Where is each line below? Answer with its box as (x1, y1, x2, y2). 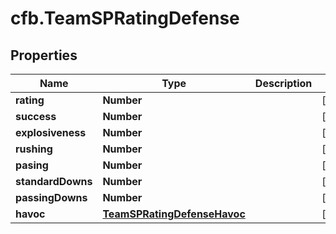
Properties (10, 47, 78, 64)
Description (254, 77, 313, 90)
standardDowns (15, 175, 93, 188)
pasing (15, 158, 49, 172)
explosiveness (15, 126, 87, 139)
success (15, 110, 57, 123)
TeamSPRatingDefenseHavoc (102, 207, 246, 221)
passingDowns (15, 191, 88, 204)
